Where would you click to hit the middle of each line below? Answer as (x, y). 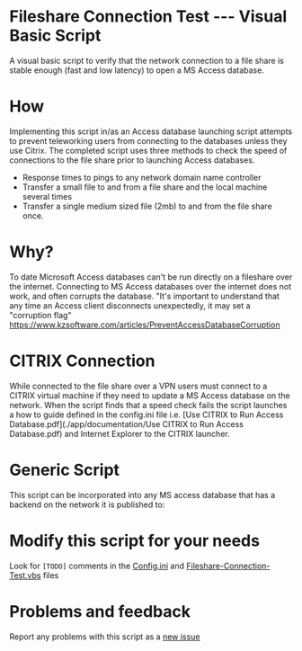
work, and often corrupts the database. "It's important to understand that (145, 296)
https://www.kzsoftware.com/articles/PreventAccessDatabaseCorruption (145, 325)
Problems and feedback (100, 611)
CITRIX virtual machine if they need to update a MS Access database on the (150, 395)
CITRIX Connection (82, 361)
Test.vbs (26, 575)
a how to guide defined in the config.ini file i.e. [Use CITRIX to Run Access (147, 415)
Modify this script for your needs (135, 540)
